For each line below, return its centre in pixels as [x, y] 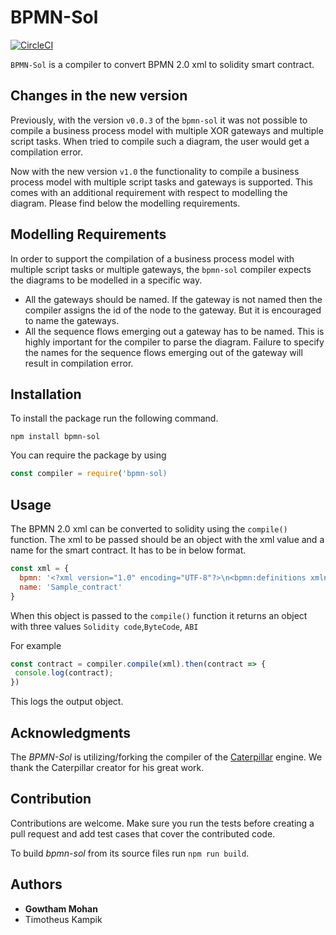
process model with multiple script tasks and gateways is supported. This [162, 182]
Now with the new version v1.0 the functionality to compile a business [155, 171]
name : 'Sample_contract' [71, 587]
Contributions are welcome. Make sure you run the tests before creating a [162, 823]
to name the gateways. [72, 320]
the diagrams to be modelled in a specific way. [106, 280]
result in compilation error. [79, 363]
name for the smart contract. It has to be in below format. [128, 550]
